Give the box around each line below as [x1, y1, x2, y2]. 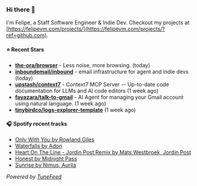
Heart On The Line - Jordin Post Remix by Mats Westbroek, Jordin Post [14, 148, 191, 155]
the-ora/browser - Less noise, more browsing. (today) [14, 61, 151, 68]
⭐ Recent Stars [6, 46, 44, 53]
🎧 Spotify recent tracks [6, 120, 67, 128]
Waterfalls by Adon [14, 142, 62, 149]
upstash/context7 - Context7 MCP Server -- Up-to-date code [14, 80, 169, 88]
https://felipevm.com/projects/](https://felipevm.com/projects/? [8, 25, 165, 32]
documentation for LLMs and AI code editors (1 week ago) [14, 87, 159, 94]
